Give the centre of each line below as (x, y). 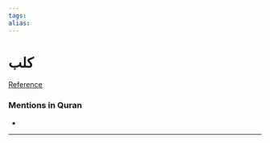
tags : (17, 16)
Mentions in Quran (45, 105)
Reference (25, 85)
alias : (19, 23)
